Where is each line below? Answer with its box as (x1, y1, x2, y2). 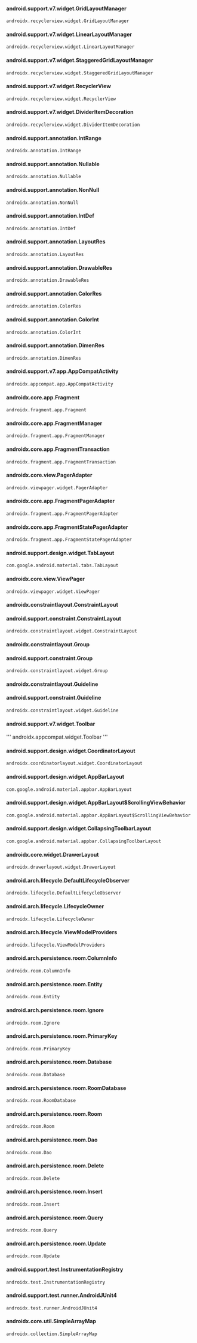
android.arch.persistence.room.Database (6, 1058, 112, 1065)
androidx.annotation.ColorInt (6, 329, 82, 335)
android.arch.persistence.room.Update (6, 1240, 106, 1247)
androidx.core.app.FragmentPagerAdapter (6, 498, 115, 505)
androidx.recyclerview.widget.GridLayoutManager (6, 18, 130, 24)
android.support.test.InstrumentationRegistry (6, 1266, 124, 1273)
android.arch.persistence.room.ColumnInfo (6, 954, 118, 962)
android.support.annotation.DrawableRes (6, 264, 112, 271)
